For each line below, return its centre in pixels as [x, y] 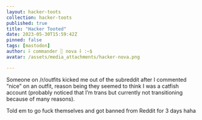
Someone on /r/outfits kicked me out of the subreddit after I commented [96, 79]
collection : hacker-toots [39, 18]
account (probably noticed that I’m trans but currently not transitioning [95, 92]
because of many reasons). [40, 99]
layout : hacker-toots [34, 12]
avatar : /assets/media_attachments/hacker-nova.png [73, 57]
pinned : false [24, 40]
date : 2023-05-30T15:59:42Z [42, 35]
